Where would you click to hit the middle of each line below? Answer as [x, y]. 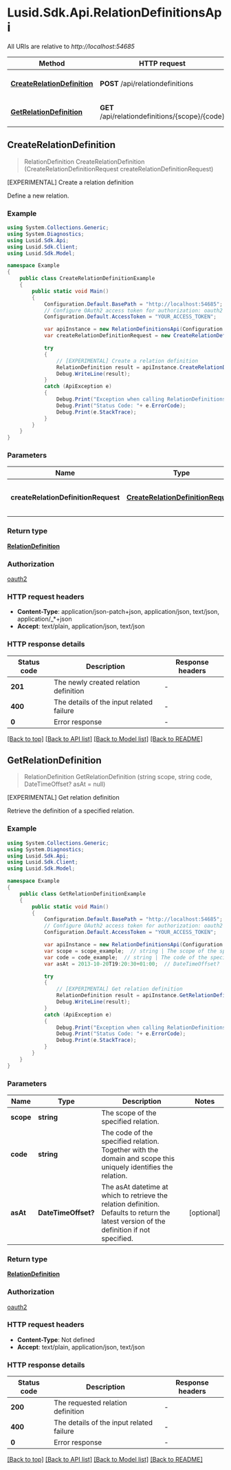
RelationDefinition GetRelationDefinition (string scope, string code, [118, 777]
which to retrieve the [135, 1195]
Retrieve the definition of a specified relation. [71, 811]
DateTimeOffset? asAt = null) [65, 784]
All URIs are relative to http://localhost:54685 [71, 46]
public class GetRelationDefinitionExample [83, 894]
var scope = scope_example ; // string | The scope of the [130, 951]
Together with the [130, 1149]
